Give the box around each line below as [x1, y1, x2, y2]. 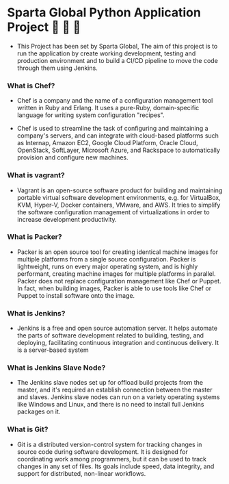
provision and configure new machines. [16, 153, 129, 162]
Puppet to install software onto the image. [16, 291, 135, 299]
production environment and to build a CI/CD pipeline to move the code [16, 56, 219, 64]
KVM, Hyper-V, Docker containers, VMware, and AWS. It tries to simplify [16, 201, 221, 209]
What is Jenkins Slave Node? [7, 363, 106, 372]
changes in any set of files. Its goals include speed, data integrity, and [16, 462, 215, 470]
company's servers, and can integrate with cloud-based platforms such [16, 131, 219, 140]
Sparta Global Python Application [7, 5, 202, 21]
